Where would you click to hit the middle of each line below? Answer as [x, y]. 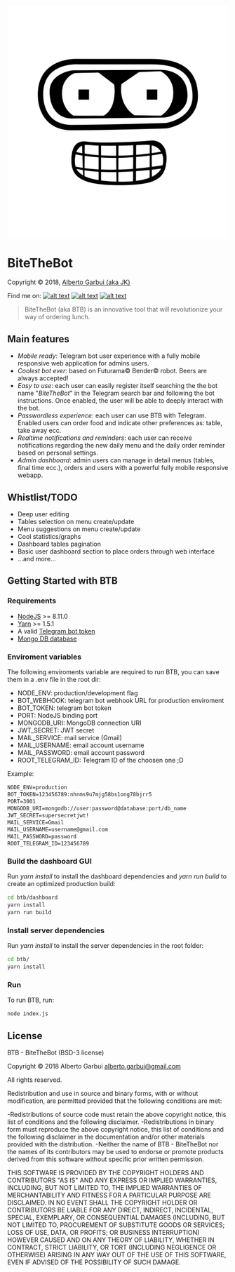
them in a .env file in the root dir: [54, 680]
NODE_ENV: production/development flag [78, 693]
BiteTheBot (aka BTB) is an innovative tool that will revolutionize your [123, 309]
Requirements [32, 601]
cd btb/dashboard [33, 898]
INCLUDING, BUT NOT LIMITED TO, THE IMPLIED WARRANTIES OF [105, 1188]
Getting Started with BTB [62, 581]
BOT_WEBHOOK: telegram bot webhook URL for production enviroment [121, 701]
